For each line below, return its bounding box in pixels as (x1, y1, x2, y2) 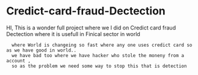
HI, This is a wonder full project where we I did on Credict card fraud (6, 24, 176, 31)
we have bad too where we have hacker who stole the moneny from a (11, 52, 185, 58)
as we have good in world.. (6, 47, 77, 53)
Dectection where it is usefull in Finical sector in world (6, 30, 140, 37)
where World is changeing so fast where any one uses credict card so (11, 42, 193, 48)
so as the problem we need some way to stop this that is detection (11, 63, 187, 69)
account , (6, 58, 31, 64)
